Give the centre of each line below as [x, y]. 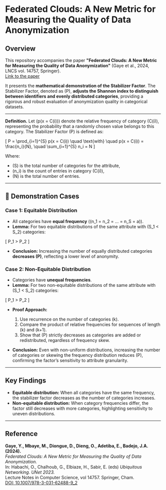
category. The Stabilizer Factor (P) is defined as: [54, 132]
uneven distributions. [34, 413]
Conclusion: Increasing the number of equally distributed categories [82, 251]
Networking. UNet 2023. [30, 472]
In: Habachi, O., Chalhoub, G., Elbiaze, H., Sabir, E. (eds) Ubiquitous [74, 467]
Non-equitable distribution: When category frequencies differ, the [80, 403]
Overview [21, 48]
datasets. [15, 107]
